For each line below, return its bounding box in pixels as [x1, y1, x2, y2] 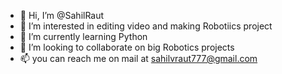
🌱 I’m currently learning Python [19, 31, 148, 42]
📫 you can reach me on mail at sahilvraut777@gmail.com [19, 53, 258, 64]
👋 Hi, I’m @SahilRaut [19, 10, 105, 21]
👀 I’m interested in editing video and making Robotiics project [19, 20, 273, 32]
